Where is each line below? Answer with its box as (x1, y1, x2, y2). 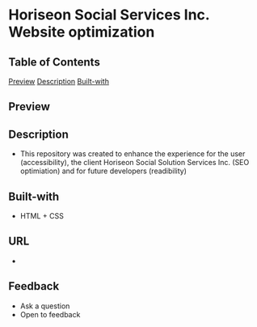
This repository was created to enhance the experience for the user (19, 149, 246, 159)
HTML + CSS (19, 211, 65, 221)
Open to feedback (19, 309, 81, 319)
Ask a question (19, 301, 70, 311)
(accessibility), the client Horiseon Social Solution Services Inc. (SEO (19, 158, 250, 168)
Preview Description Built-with (8, 77, 109, 86)
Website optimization (8, 23, 155, 41)
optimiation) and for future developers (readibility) (19, 166, 187, 176)
